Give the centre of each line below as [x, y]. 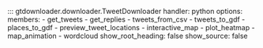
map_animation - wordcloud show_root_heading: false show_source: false [128, 36]
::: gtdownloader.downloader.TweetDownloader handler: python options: [125, 11]
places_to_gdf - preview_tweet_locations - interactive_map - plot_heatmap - [131, 27]
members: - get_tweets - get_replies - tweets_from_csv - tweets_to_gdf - [126, 19]
